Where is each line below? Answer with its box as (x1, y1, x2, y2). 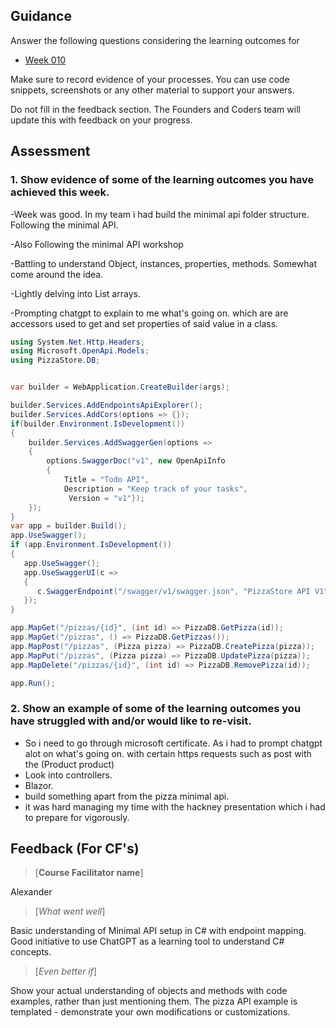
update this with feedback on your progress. (10, 114, 193, 126)
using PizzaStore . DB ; (10, 355, 101, 366)
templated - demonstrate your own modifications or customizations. (10, 1006, 291, 1018)
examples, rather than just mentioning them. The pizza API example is (10, 995, 298, 1008)
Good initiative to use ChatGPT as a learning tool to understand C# (10, 935, 285, 948)
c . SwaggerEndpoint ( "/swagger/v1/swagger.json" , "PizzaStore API (36, 586, 311, 596)
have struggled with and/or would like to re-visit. (10, 714, 252, 728)
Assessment (10, 143, 91, 160)
